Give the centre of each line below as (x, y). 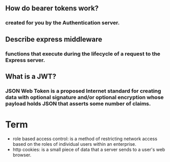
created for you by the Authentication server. (63, 23)
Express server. (25, 60)
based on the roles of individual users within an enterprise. (75, 144)
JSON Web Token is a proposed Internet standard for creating (83, 91)
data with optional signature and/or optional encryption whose (85, 97)
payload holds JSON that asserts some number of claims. (78, 104)
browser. (22, 155)
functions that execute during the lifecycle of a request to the (83, 54)
